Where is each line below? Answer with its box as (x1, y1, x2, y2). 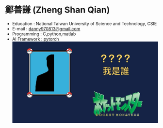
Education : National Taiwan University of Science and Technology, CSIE (12, 20, 157, 27)
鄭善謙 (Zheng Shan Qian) (5, 4, 110, 15)
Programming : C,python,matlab (12, 31, 76, 37)
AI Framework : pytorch (12, 36, 59, 42)
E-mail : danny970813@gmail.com (12, 26, 81, 31)
